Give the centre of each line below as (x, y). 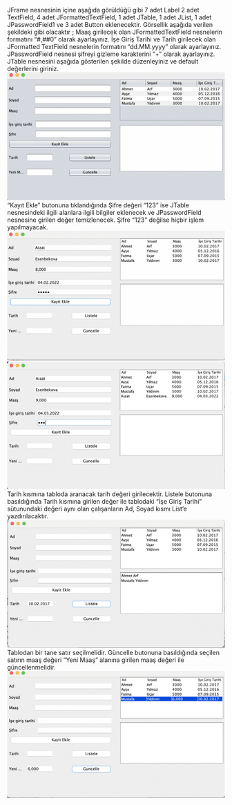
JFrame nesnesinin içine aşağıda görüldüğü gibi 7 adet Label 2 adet (103, 10)
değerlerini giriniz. (33, 69)
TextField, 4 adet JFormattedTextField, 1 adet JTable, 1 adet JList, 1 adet (109, 17)
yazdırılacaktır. (28, 516)
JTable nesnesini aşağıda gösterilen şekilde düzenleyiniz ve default (103, 61)
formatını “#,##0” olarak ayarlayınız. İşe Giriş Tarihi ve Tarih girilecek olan (112, 39)
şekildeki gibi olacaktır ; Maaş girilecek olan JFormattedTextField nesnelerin (115, 32)
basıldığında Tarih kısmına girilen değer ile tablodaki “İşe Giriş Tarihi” (105, 502)
